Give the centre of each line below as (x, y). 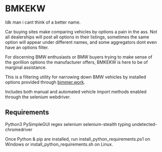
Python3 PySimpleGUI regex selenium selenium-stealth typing (68, 124)
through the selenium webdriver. (38, 97)
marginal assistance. (26, 67)
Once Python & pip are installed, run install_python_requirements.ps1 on (78, 139)
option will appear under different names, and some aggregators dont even (81, 42)
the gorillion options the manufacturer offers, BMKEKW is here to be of (77, 62)
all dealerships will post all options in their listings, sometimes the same (77, 37)
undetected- (144, 124)
